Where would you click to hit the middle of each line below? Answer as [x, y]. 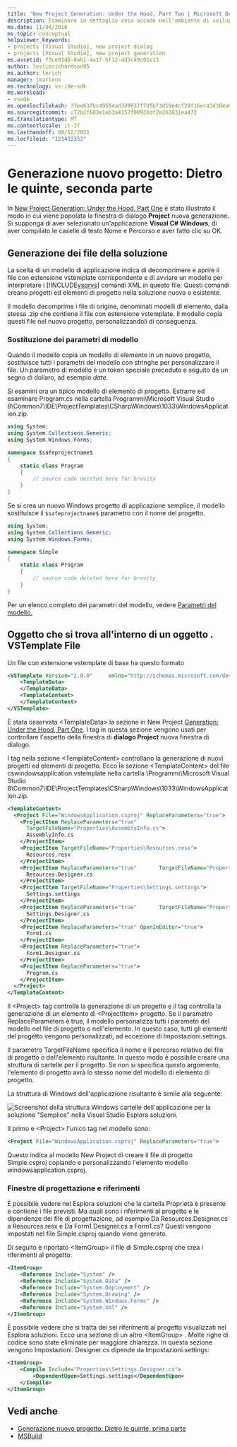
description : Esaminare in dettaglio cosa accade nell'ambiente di [109, 20]
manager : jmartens [34, 80]
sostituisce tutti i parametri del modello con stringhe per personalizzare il [114, 363]
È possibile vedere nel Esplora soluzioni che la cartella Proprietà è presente [117, 1204]
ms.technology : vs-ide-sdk [47, 86]
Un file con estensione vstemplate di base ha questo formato [96, 662]
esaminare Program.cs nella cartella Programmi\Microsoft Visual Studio [111, 399]
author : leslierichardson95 [49, 66]
